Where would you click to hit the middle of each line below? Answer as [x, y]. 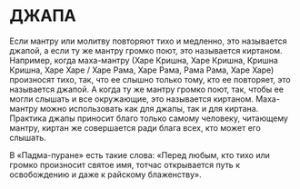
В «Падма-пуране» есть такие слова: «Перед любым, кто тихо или [140, 154]
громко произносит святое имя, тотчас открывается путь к [125, 164]
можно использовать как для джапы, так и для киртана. [149, 108]
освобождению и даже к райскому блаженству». [105, 174]
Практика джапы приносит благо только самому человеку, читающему [149, 118]
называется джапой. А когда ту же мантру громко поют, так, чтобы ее [147, 89]
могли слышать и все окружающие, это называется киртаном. [132, 99]
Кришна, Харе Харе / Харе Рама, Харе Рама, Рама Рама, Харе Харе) [142, 70]
